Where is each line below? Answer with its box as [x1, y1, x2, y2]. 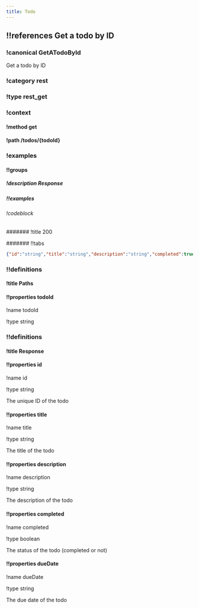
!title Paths [6, 280, 34, 287]
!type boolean [6, 535, 40, 542]
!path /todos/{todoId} [6, 137, 60, 144]
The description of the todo [6, 496, 73, 504]
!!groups [6, 166, 28, 173]
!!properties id [6, 361, 43, 368]
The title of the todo [6, 447, 54, 454]
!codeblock [6, 210, 34, 217]
